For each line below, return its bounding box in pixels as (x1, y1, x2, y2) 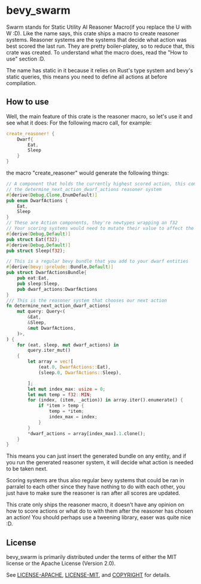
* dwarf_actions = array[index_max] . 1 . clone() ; (28, 430, 146, 437)
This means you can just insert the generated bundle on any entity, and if (6, 452, 187, 460)
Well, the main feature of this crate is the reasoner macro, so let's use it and (6, 112, 193, 120)
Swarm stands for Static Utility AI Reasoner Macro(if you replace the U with (6, 23, 192, 31)
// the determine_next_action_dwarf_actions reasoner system (6, 186, 162, 192)
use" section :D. (6, 55, 45, 62)
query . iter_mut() (28, 348, 71, 354)
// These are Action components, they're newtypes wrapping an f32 (6, 220, 178, 226)
